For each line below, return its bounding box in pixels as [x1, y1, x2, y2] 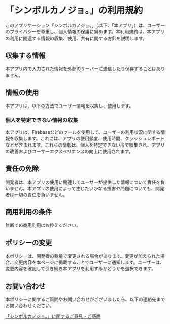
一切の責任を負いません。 [14, 191, 67, 198]
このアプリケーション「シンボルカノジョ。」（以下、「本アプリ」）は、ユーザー [5, 22, 165, 28]
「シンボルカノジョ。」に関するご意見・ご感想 [5, 313, 101, 319]
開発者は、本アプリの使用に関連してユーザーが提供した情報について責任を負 [5, 178, 165, 185]
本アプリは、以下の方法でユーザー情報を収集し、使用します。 [5, 102, 134, 109]
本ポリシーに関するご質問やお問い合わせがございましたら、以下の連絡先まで [5, 296, 165, 302]
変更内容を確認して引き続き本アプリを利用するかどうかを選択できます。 [5, 266, 156, 272]
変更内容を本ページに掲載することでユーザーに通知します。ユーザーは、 [14, 259, 165, 265]
